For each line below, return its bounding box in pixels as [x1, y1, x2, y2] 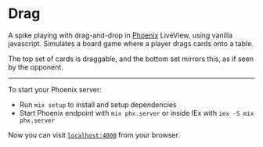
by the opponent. [8, 62, 64, 71]
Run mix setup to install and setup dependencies [19, 99, 177, 109]
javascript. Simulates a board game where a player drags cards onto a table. [8, 38, 254, 48]
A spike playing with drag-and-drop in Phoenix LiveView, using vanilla [8, 30, 233, 40]
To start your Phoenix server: [8, 84, 102, 94]
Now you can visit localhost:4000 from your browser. [8, 130, 180, 139]
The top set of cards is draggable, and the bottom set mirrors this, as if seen [8, 54, 254, 63]
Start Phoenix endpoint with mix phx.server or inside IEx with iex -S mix [19, 108, 254, 117]
